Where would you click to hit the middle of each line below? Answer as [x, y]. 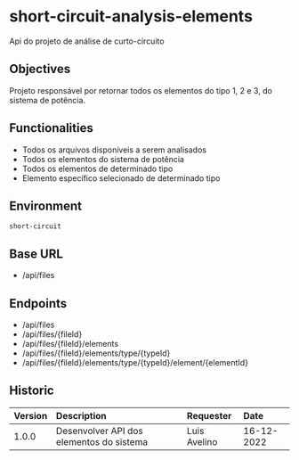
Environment [46, 205]
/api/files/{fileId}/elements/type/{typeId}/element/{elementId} [135, 362]
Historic [32, 391]
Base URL [36, 254]
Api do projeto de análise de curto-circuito [87, 41]
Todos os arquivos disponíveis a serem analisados [114, 150]
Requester [209, 415]
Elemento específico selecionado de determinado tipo [121, 178]
